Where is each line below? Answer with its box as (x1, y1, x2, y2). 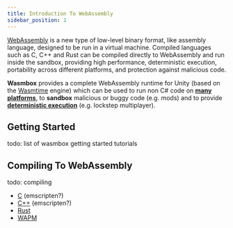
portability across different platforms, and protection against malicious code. (7, 65, 227, 74)
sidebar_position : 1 (7, 17, 67, 24)
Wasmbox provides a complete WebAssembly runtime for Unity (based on (7, 79, 220, 87)
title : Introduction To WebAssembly (7, 10, 113, 17)
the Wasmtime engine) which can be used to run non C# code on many (7, 86, 212, 95)
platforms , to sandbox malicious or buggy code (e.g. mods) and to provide (7, 93, 223, 101)
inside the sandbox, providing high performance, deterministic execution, (7, 58, 217, 66)
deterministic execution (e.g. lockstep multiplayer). (7, 101, 156, 109)
